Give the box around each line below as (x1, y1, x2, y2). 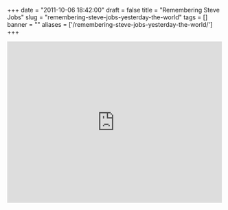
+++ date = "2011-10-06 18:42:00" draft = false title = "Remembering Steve (7, 6, 220, 14)
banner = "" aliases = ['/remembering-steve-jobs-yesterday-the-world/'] (7, 21, 213, 28)
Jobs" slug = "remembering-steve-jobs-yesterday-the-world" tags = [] (7, 13, 208, 21)
